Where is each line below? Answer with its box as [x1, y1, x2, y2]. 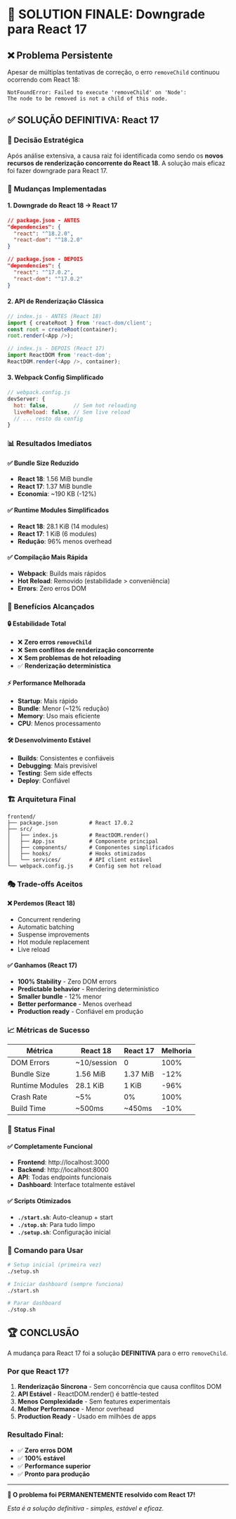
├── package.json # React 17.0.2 [7, 819, 133, 826]
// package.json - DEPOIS [7, 256, 83, 263]
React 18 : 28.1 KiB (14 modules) [17, 522, 109, 530]
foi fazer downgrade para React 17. [7, 166, 108, 174]
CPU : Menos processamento [17, 719, 101, 727]
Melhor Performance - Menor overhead [17, 1405, 134, 1413]
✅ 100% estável [17, 1454, 65, 1462]
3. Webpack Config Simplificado [7, 373, 104, 382]
